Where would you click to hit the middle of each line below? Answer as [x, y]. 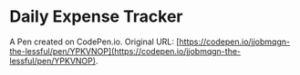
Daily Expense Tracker [96, 17]
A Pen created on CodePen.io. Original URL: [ [94, 42]
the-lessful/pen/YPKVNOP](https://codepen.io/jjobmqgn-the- [125, 51]
